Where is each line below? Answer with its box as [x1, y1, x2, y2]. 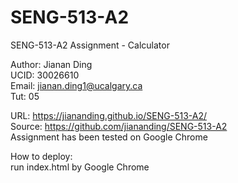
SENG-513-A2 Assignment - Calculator [10, 39, 170, 51]
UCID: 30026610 [10, 69, 80, 81]
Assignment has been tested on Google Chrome [10, 131, 208, 143]
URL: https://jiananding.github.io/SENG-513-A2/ [10, 109, 207, 121]
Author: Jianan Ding [10, 58, 93, 70]
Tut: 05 [10, 90, 40, 102]
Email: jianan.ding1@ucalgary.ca [10, 79, 143, 91]
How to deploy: [10, 150, 73, 162]
